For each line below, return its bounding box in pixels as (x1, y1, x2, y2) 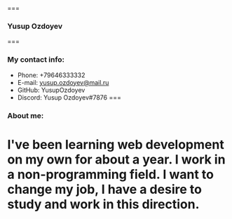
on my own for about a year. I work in (7, 152, 226, 167)
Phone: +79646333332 (17, 71, 86, 79)
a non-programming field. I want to (7, 166, 214, 182)
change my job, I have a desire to (7, 181, 202, 197)
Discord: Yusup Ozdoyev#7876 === (17, 93, 121, 102)
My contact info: (7, 55, 65, 65)
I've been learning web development (7, 136, 224, 152)
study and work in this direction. (7, 196, 200, 212)
